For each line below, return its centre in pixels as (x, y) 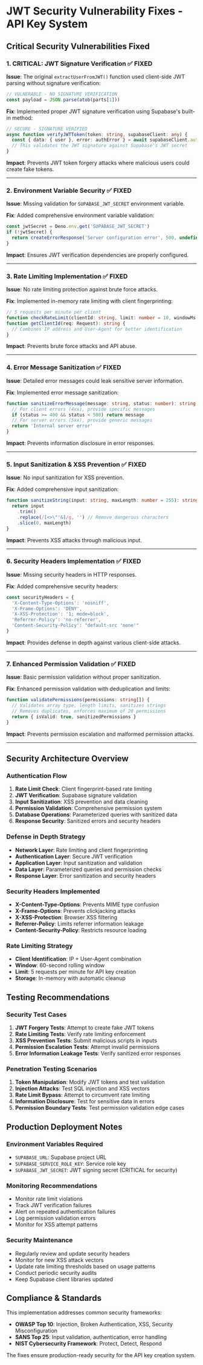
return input (28, 506)
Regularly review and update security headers (72, 1253)
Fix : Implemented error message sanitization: (63, 392)
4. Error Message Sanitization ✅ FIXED (64, 368)
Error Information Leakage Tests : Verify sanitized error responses (98, 1053)
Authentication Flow (37, 776)
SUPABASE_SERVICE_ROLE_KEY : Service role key (70, 1163)
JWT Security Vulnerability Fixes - (95, 11)
